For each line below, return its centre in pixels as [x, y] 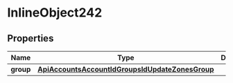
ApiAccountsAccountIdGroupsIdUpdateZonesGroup [126, 69]
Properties [31, 38]
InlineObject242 [55, 13]
